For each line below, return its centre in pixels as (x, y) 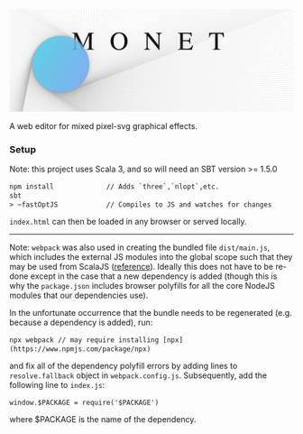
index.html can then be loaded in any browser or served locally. (128, 222)
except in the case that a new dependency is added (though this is (154, 276)
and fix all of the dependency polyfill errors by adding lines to (124, 366)
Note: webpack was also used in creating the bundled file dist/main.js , (140, 247)
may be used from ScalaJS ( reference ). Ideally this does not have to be (142, 267)
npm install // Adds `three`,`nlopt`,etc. (115, 187)
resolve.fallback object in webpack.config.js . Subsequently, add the (138, 375)
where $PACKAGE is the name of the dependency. (103, 420)
